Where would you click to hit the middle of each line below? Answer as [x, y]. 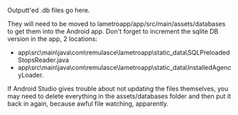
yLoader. [31, 75]
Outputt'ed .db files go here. [49, 10]
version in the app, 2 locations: [53, 39]
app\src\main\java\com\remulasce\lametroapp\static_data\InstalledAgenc [124, 67]
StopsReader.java [43, 60]
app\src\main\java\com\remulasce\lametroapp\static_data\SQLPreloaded [124, 53]
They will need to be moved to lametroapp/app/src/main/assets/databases [117, 24]
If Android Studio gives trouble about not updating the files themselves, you [118, 89]
